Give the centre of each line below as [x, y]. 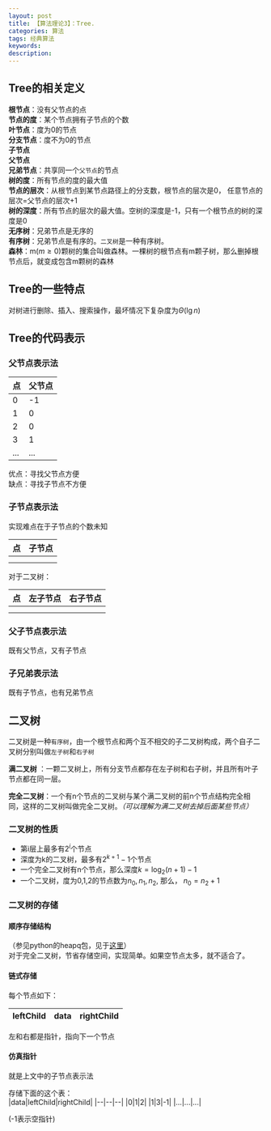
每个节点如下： [33, 995]
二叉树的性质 [34, 829]
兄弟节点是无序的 [65, 231]
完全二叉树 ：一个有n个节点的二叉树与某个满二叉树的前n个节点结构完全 [126, 796]
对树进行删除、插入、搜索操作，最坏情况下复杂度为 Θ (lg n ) [104, 310]
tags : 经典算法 [32, 38]
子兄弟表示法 [34, 673]
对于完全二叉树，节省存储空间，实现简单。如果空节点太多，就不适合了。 [129, 955]
